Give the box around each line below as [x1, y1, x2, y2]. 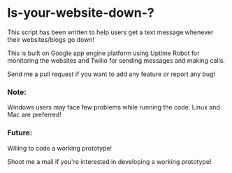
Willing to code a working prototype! [7, 144, 113, 152]
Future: [7, 128, 33, 137]
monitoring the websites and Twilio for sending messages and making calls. [7, 56, 226, 64]
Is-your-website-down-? [7, 5, 155, 21]
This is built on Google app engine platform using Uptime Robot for [7, 49, 200, 57]
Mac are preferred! [7, 110, 61, 119]
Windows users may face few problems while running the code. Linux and [7, 103, 220, 112]
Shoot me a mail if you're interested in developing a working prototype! [7, 157, 212, 165]
